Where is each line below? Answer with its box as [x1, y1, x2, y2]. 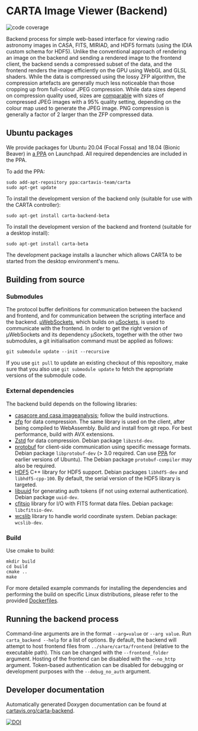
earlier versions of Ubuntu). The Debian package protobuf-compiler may [14, 455, 192, 463]
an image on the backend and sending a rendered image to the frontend [6, 54, 181, 61]
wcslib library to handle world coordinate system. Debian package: [14, 512, 177, 519]
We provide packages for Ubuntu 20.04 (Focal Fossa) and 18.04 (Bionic [6, 143, 180, 151]
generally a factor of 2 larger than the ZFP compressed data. [6, 111, 154, 118]
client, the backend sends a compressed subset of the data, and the [6, 60, 173, 68]
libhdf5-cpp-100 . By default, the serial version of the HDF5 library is [14, 474, 181, 481]
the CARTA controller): [6, 201, 61, 208]
